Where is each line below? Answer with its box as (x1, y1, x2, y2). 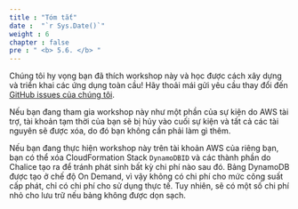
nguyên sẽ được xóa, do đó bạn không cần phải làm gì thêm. (9, 125, 231, 136)
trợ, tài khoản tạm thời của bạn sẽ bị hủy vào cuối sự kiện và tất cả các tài (9, 117, 279, 127)
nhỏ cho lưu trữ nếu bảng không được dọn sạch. (9, 190, 187, 201)
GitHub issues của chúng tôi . (9, 90, 116, 100)
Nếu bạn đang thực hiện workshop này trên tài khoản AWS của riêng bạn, (9, 143, 279, 154)
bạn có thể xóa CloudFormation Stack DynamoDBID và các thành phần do (9, 152, 271, 163)
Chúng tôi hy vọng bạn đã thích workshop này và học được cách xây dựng (9, 70, 282, 81)
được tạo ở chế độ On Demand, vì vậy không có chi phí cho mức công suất (9, 171, 284, 182)
